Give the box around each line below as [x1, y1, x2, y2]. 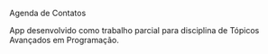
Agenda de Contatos [9, 8, 87, 18]
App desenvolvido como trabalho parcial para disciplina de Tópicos [9, 25, 260, 35]
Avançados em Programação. [9, 35, 119, 45]
